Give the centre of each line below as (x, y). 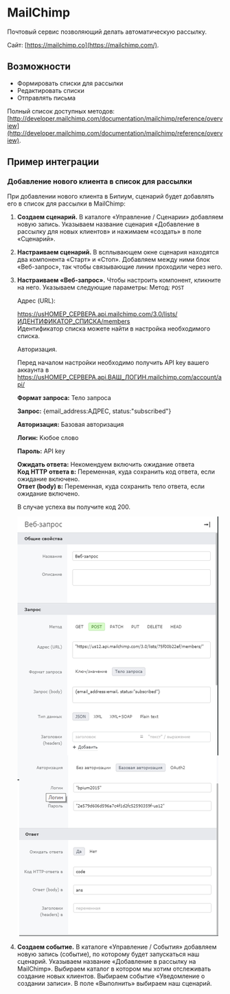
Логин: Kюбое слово (48, 438)
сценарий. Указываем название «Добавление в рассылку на (106, 962)
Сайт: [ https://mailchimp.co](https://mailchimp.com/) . (83, 45)
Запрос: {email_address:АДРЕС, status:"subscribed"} (94, 411)
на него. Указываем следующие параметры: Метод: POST (101, 287)
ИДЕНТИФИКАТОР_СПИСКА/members (73, 322)
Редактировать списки (50, 90)
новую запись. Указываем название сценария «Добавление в (108, 224)
